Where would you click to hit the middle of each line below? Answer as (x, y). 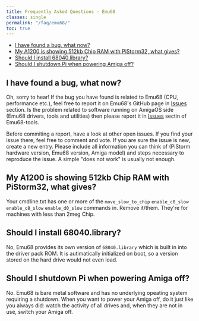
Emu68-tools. (23, 122)
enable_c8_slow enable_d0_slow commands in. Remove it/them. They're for (97, 207)
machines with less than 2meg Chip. (50, 214)
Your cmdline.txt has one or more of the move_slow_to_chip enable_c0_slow (97, 201)
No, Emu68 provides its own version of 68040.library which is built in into (97, 247)
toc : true (18, 28)
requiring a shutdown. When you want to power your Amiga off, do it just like (100, 299)
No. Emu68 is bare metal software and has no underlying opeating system (97, 292)
